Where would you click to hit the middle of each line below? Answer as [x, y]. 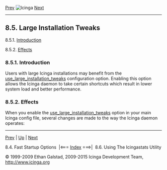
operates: [15, 123]
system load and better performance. [43, 89]
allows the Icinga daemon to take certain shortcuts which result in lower [79, 84]
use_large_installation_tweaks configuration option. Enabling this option [78, 79]
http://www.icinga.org [28, 162]
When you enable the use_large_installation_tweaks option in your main [78, 113]
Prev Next [25, 8]
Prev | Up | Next [22, 138]
